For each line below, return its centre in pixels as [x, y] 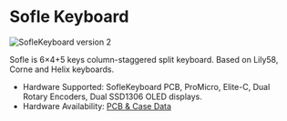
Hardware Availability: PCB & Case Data [97, 106]
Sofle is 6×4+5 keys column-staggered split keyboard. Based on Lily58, [144, 59]
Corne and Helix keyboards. [62, 69]
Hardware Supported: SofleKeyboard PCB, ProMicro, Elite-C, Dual [146, 86]
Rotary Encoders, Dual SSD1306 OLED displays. [113, 96]
